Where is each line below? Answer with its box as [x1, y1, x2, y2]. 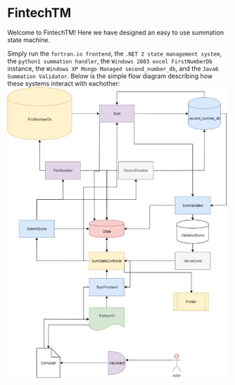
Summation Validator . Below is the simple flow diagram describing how [7, 72, 213, 80]
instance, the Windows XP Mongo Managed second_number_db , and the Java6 [7, 64, 219, 72]
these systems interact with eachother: [7, 79, 121, 87]
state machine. [7, 35, 51, 44]
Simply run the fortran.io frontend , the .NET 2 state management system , [7, 49, 222, 58]
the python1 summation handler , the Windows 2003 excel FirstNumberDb [7, 56, 212, 65]
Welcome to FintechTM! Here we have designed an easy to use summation [7, 28, 224, 37]
